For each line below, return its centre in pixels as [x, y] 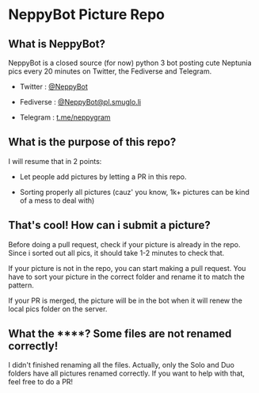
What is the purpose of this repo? [92, 142]
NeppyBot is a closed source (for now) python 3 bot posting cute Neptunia [130, 63]
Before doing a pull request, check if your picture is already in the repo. [124, 244]
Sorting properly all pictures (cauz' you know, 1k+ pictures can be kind [134, 192]
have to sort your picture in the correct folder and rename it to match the [127, 277]
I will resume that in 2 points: [55, 161]
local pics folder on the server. [58, 309]
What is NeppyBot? [57, 44]
